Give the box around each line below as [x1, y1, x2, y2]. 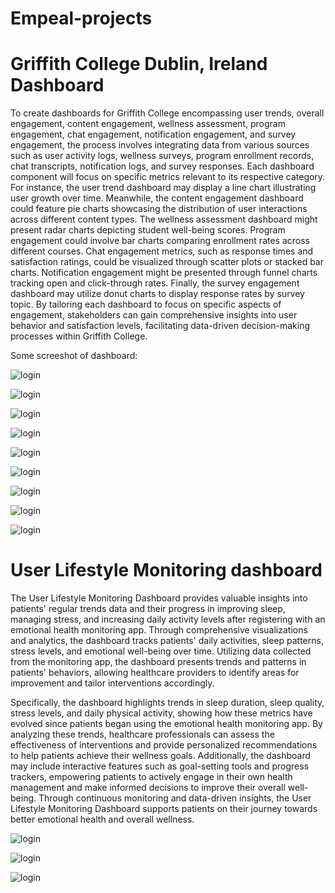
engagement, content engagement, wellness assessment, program [10, 118, 286, 130]
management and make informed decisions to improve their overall [10, 782, 286, 794]
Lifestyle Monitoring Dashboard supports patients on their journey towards [10, 803, 318, 815]
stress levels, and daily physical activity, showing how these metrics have [10, 707, 313, 719]
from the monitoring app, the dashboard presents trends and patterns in [10, 656, 307, 668]
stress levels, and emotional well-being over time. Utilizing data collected [10, 645, 312, 657]
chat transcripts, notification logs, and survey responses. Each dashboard [10, 160, 315, 172]
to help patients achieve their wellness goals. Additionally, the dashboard [10, 750, 312, 762]
